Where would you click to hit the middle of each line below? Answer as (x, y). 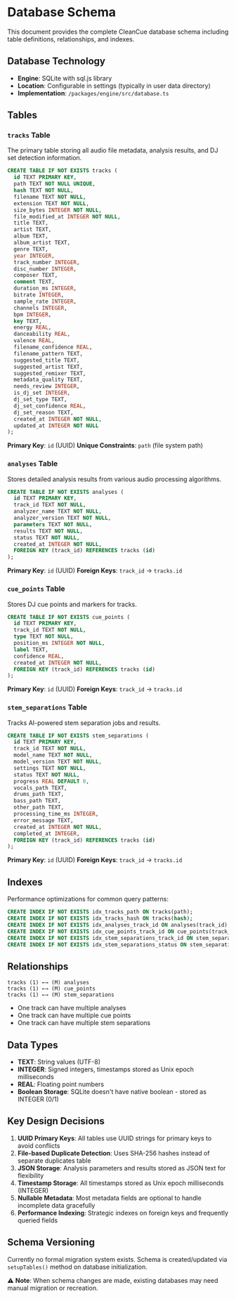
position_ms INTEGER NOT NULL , (59, 644)
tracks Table (29, 136)
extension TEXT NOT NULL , (52, 203)
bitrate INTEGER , (39, 295)
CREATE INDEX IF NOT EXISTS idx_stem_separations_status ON (97, 945)
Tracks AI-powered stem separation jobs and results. (84, 723)
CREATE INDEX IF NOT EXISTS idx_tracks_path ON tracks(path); (100, 912)
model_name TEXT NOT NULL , (53, 755)
